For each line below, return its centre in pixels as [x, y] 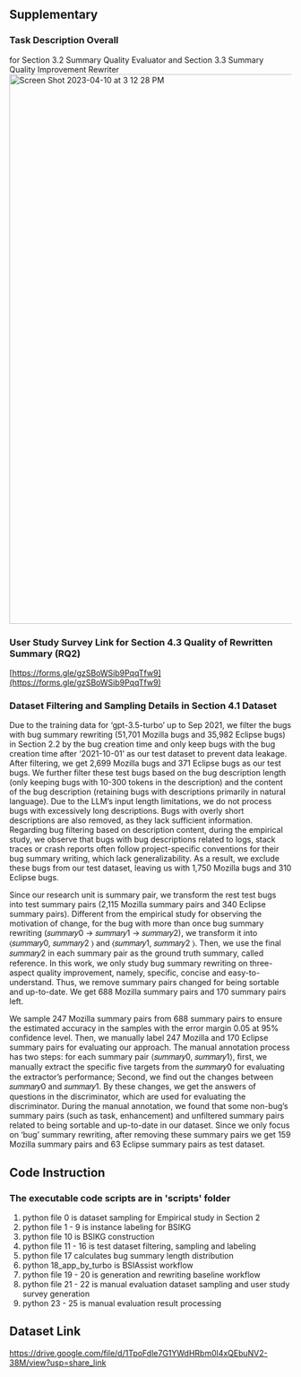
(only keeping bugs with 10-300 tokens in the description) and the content [146, 783]
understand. [32, 983]
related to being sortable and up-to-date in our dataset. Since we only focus [150, 1125]
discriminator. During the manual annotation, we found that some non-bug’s [149, 1106]
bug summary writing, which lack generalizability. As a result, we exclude [145, 859]
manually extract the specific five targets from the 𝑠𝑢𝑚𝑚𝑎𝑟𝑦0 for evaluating [147, 1067]
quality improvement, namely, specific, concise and [131, 973]
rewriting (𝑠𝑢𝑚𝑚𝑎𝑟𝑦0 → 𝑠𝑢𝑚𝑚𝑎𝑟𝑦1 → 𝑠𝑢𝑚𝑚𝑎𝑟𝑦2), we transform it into [133, 933]
